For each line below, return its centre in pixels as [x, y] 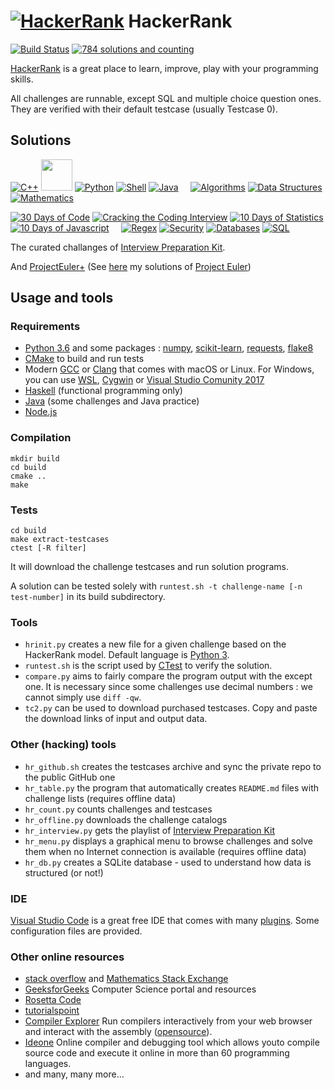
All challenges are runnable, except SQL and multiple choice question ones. [166, 98]
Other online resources [67, 957]
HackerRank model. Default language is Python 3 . [127, 655]
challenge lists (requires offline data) [100, 798]
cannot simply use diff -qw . [83, 697]
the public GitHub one [70, 777]
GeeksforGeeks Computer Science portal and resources [140, 989]
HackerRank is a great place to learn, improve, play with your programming [164, 68]
